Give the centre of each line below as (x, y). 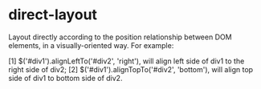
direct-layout (53, 15)
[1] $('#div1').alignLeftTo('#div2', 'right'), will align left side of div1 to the (126, 61)
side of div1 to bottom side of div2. (65, 78)
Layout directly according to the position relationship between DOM (120, 37)
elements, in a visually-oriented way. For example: (91, 45)
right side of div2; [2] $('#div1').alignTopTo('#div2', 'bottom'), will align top (131, 69)
